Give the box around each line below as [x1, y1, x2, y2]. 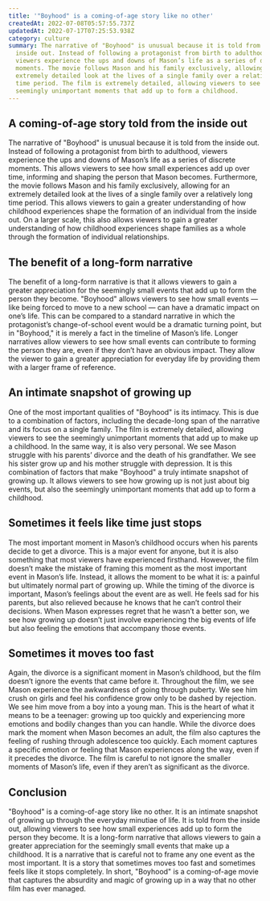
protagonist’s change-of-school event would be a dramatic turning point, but [8, 320, 262, 329]
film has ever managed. [8, 884, 87, 894]
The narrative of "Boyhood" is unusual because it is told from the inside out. [8, 138, 260, 147]
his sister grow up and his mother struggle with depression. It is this [8, 459, 233, 468]
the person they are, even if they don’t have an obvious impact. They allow [8, 346, 256, 355]
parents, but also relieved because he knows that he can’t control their [8, 597, 242, 607]
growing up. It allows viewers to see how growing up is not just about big [8, 475, 250, 485]
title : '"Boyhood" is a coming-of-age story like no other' [8, 11, 215, 20]
